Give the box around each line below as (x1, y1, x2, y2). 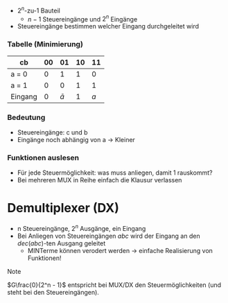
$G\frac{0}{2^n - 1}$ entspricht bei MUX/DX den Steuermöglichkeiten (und (7, 280, 222, 289)
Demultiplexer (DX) (7, 200, 120, 216)
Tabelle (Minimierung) (7, 40, 83, 49)
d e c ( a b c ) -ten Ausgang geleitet (17, 239, 106, 248)
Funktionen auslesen (7, 153, 80, 162)
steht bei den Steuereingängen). (7, 288, 99, 296)
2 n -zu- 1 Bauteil (17, 6, 60, 15)
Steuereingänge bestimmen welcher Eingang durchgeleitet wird (17, 22, 200, 31)
